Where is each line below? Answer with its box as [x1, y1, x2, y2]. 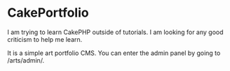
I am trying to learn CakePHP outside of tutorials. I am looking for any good [7, 28, 224, 36]
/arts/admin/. [7, 56, 45, 64]
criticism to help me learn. [7, 35, 83, 43]
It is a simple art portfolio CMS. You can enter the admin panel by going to [7, 49, 221, 57]
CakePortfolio [7, 5, 89, 21]
